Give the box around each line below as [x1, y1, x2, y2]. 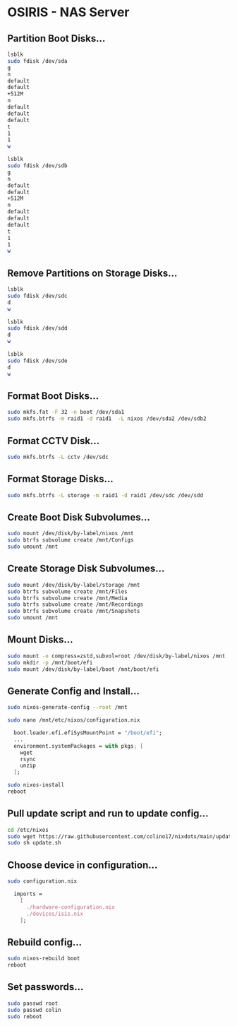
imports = [13, 890, 42, 897]
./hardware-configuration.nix [25, 903, 115, 911]
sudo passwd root [7, 1000, 59, 1007]
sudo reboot [7, 1013, 42, 1020]
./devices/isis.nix [25, 910, 83, 917]
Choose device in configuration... [7, 859, 158, 871]
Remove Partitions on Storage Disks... [7, 267, 178, 279]
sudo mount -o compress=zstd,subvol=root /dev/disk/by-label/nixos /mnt [7, 652, 226, 660]
